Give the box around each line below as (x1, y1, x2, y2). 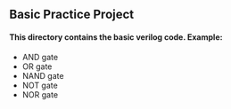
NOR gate (21, 89, 59, 100)
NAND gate (21, 70, 64, 81)
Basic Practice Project (9, 7, 135, 22)
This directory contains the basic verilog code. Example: (9, 31, 223, 43)
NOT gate (21, 80, 58, 90)
